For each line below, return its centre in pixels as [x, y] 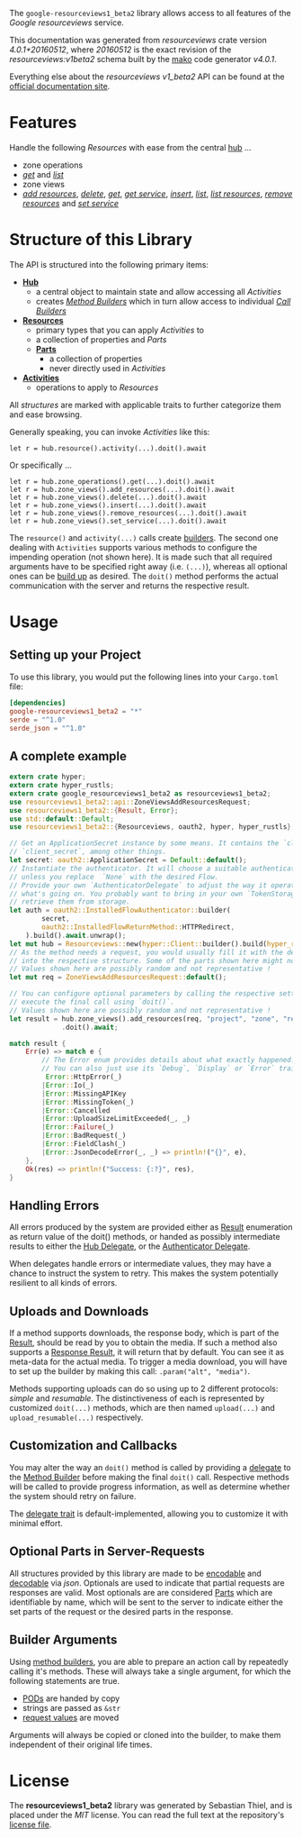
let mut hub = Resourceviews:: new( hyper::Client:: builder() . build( [138, 944]
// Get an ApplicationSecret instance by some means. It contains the [144, 843]
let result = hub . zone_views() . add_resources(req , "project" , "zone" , [144, 1019]
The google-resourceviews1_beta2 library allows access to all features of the [150, 13]
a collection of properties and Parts [101, 339]
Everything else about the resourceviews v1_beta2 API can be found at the [147, 77]
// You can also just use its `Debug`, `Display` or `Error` [159, 1069]
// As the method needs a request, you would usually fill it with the [146, 952]
